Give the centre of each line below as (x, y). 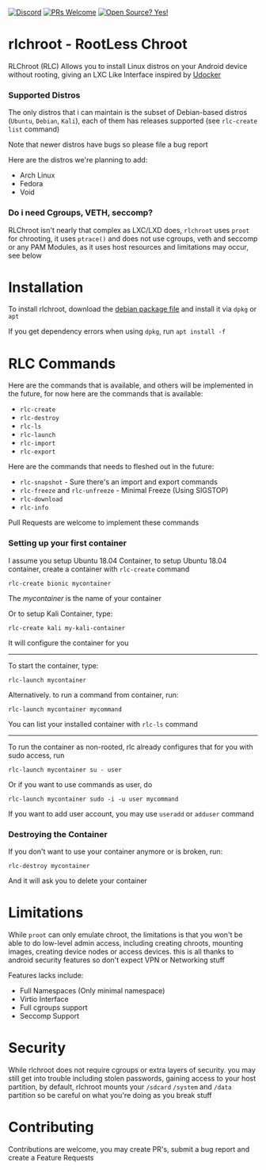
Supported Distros (44, 95)
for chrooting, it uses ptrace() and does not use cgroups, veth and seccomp (133, 239)
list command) (34, 129)
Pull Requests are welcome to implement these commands (104, 522)
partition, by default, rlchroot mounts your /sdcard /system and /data (120, 1087)
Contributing (51, 1128)
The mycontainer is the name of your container (85, 598)
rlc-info (34, 508)
